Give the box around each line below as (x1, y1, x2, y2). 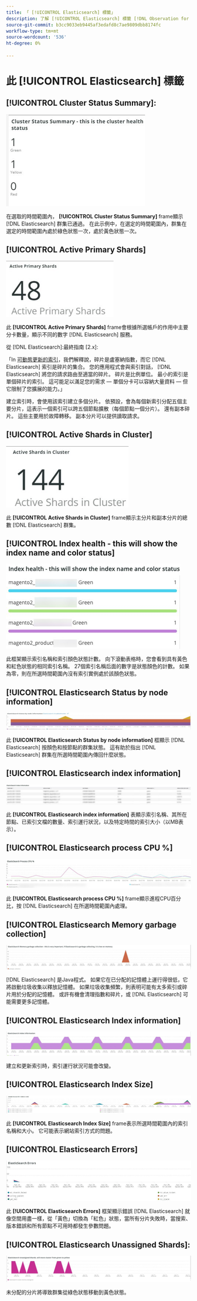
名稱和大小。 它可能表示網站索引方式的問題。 (6, 1127, 116, 1134)
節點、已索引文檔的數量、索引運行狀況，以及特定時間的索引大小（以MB (6, 818, 179, 825)
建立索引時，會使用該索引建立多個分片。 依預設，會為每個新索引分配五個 (6, 397, 182, 405)
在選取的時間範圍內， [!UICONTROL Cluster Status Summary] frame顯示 (6, 213, 184, 220)
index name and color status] (6, 548, 116, 558)
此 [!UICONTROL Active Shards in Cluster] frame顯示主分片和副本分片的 (6, 514, 183, 521)
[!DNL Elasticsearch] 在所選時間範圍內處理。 (22, 902, 131, 909)
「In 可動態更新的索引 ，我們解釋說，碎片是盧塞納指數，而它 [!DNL (6, 356, 166, 363)
